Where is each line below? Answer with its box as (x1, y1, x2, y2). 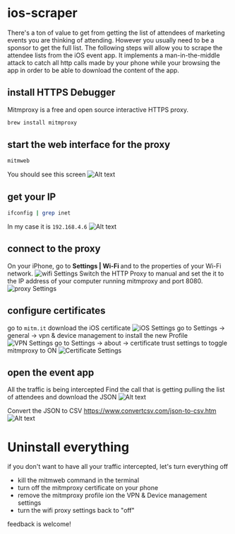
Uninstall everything (7, 439, 129, 455)
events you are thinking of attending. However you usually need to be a (7, 35, 215, 44)
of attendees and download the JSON (7, 393, 117, 402)
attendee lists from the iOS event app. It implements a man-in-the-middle (7, 51, 220, 59)
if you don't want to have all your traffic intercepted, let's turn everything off (7, 462, 228, 471)
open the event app (7, 367, 95, 379)
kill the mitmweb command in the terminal (17, 476, 140, 484)
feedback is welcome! (7, 520, 72, 528)
